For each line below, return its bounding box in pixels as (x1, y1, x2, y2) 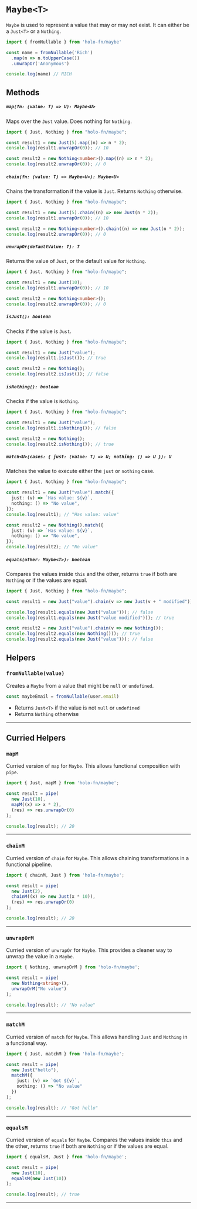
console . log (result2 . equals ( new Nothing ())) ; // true (6, 631, 141, 637)
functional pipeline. (6, 861, 53, 868)
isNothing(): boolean (6, 384, 59, 389)
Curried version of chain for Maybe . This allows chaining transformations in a (6, 854, 189, 861)
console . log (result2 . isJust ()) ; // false (6, 371, 109, 377)
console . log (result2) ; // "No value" (6, 544, 98, 550)
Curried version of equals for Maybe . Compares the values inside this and (6, 1136, 183, 1143)
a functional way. (6, 1040, 47, 1047)
